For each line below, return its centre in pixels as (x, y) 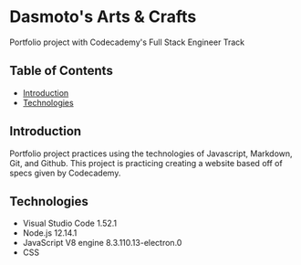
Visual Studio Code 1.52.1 (70, 223)
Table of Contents (62, 71)
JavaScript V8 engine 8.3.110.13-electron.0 (102, 243)
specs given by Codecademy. (65, 173)
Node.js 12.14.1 (50, 233)
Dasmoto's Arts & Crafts (103, 17)
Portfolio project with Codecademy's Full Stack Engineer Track (127, 42)
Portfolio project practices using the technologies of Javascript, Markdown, (151, 154)
